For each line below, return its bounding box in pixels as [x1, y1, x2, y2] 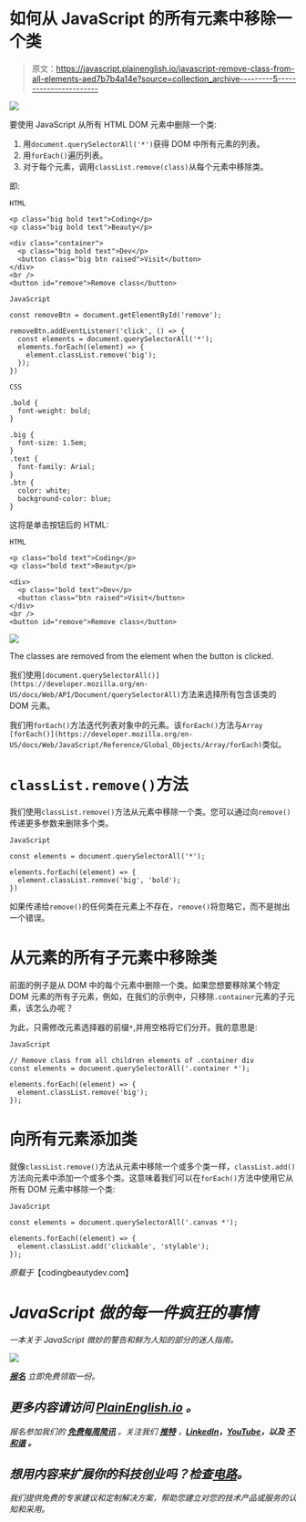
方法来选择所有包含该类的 [180, 688, 277, 699]
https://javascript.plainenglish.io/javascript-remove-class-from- [56, 63, 295, 74]
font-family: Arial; [17, 462, 96, 471]
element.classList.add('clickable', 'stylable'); [17, 1242, 209, 1251]
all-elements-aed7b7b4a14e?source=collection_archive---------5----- [31, 73, 297, 84]
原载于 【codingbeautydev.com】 [9, 1267, 134, 1277]
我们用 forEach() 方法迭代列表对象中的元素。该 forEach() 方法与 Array [9, 719, 263, 730]
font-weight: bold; [17, 406, 92, 415]
